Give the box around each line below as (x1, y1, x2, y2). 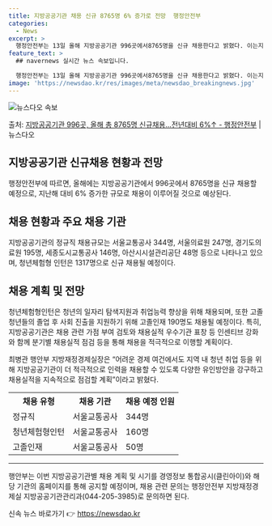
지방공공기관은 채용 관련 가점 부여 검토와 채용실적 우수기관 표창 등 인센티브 (8, 327, 244, 337)
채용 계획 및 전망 (8, 284, 85, 298)
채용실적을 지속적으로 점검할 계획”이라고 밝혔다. (8, 375, 159, 384)
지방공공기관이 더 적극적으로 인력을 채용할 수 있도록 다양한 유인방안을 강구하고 (16, 365, 264, 375)
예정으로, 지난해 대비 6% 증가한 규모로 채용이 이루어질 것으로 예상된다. (8, 189, 232, 198)
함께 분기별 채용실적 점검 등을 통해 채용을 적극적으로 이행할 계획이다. (16, 337, 233, 347)
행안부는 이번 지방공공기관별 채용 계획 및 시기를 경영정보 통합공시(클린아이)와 (8, 471, 252, 481)
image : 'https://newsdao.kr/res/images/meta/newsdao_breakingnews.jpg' (8, 78, 255, 87)
